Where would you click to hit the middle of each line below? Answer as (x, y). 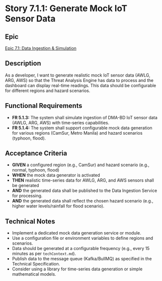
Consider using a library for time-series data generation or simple (77, 269)
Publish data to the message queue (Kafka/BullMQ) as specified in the (82, 259)
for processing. (27, 196)
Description (23, 63)
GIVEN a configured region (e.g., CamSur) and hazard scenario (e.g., (81, 165)
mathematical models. (34, 274)
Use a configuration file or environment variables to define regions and (82, 238)
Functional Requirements (44, 106)
